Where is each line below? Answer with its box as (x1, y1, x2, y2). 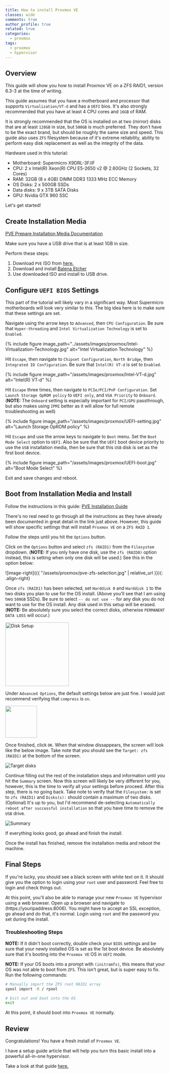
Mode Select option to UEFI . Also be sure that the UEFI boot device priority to (5, 439, 164, 445)
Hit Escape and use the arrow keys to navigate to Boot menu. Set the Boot (5, 433, 157, 439)
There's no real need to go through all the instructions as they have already (5, 513, 162, 519)
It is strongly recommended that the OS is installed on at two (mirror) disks (5, 118, 161, 125)
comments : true (5, 17, 38, 22)
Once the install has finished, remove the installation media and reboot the (5, 840, 161, 846)
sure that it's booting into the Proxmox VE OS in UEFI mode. (5, 951, 127, 957)
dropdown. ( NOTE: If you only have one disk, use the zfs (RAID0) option (5, 549, 157, 555)
